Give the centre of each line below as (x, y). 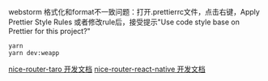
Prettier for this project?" (49, 31)
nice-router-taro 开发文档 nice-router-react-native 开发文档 (107, 69)
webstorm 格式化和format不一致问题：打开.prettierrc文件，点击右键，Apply (134, 12)
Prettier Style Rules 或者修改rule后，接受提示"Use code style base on (124, 22)
